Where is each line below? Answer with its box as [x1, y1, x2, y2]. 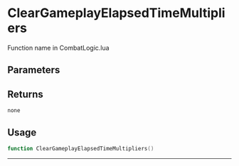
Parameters [7, 64, 60, 76]
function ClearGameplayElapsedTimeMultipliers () [7, 145, 154, 152]
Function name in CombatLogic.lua [7, 43, 110, 52]
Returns [7, 88, 44, 100]
